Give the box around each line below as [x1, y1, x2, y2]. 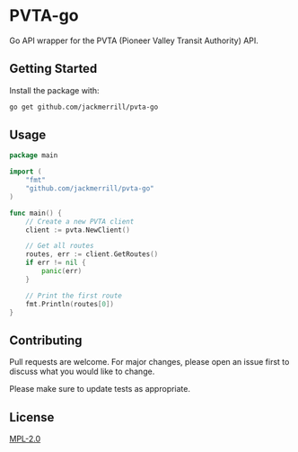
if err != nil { [25, 258, 87, 268]
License [9, 410, 55, 425]
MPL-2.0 [9, 433, 41, 445]
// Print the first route [25, 291, 123, 300]
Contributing [9, 332, 83, 348]
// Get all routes [25, 242, 94, 251]
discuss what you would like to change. [9, 366, 155, 377]
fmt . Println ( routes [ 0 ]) [25, 299, 115, 308]
